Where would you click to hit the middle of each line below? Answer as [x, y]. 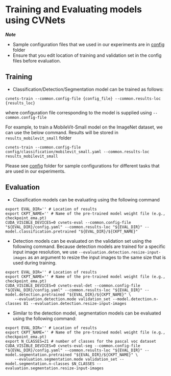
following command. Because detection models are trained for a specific [89, 246]
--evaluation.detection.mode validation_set [63, 299]
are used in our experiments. [35, 171]
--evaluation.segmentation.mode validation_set [66, 359]
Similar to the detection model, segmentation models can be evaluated [87, 313]
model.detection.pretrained [35, 295]
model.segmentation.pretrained [39, 354]
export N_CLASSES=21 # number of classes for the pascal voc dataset [81, 341]
